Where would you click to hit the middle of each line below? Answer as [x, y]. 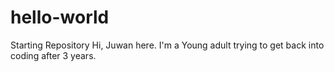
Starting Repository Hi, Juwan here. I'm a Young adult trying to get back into [167, 45]
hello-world [60, 17]
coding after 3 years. [53, 55]
